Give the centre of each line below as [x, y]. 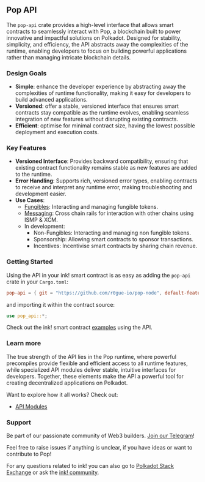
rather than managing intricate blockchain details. [69, 57]
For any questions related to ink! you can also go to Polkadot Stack [90, 466]
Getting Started [30, 262]
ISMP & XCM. [41, 220]
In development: [45, 227]
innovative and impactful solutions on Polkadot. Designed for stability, [94, 38]
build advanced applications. [51, 100]
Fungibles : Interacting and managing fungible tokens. [91, 207]
